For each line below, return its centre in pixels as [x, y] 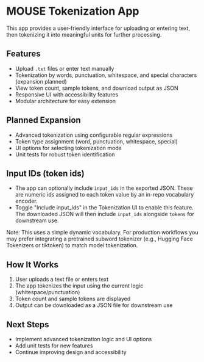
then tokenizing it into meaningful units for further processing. [84, 34]
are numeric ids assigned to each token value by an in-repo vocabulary [104, 195]
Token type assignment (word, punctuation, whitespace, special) [96, 141]
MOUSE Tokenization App [73, 11]
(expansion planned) [41, 81]
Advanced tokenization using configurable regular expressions [94, 135]
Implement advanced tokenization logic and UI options [83, 339]
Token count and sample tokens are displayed [73, 299]
